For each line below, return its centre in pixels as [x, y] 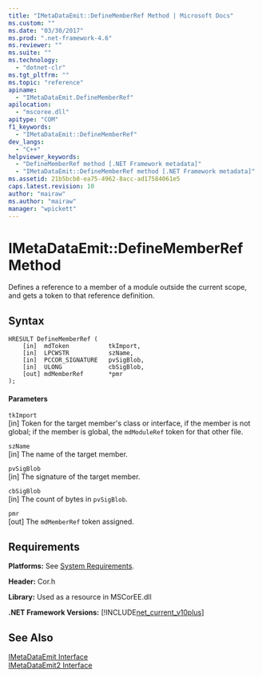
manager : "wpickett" [43, 208]
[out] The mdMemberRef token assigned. [71, 522]
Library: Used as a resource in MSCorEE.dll [80, 597]
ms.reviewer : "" [35, 46]
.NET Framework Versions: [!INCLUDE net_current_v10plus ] [106, 612]
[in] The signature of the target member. [74, 477]
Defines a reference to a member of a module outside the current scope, [128, 287]
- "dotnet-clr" [41, 68]
